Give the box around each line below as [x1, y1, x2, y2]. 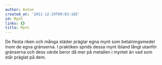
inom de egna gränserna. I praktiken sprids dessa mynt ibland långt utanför [5, 44, 157, 50]
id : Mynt [5, 16, 23, 21]
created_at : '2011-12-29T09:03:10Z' [5, 12, 80, 17]
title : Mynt [5, 25, 29, 30]
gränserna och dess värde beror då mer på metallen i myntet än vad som [5, 49, 153, 55]
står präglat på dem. [5, 54, 46, 60]
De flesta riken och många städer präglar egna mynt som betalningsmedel [5, 39, 155, 44]
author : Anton [5, 7, 34, 12]
